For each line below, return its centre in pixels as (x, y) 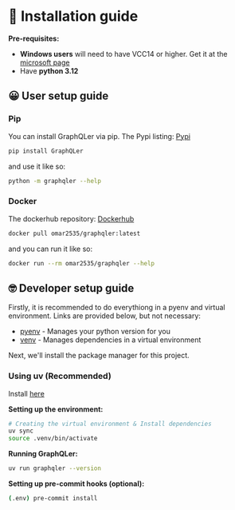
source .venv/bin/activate (53, 439)
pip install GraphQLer (46, 151)
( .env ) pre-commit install (53, 499)
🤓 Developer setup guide (71, 288)
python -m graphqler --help (55, 181)
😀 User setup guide (59, 96)
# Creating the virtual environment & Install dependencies (110, 424)
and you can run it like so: (51, 249)
